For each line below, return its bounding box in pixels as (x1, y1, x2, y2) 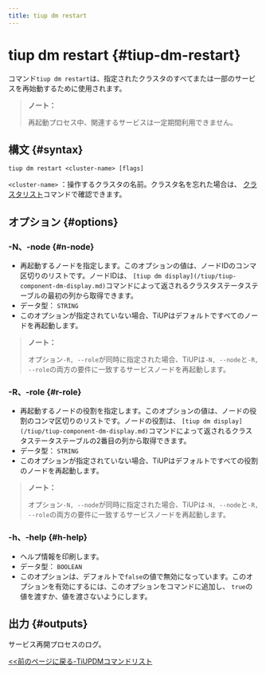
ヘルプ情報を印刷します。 (19, 552, 104, 561)
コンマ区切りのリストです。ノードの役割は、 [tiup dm (33, 416, 211, 426)
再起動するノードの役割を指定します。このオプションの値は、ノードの (19, 406, 250, 416)
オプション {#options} (8, 215, 119, 228)
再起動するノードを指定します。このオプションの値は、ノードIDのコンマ (19, 261, 257, 271)
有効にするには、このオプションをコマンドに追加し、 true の (54, 581, 253, 591)
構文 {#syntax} (8, 143, 84, 156)
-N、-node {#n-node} (8, 241, 95, 252)
